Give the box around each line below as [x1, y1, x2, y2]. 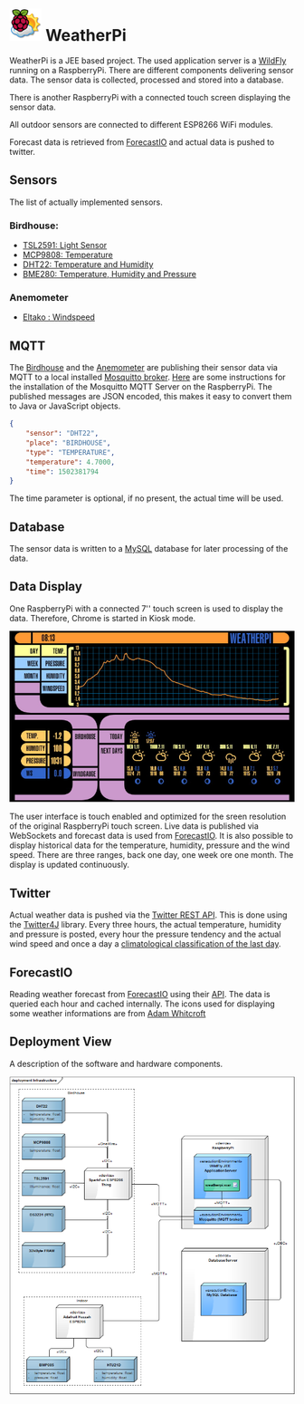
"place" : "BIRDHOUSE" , [25, 438, 111, 447]
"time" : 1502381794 [25, 466, 100, 476]
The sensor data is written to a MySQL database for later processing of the [9, 543, 289, 554]
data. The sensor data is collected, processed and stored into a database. [9, 74, 284, 85]
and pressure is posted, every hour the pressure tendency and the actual [9, 928, 281, 940]
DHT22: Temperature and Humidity [22, 259, 154, 270]
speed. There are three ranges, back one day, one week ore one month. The [9, 850, 294, 861]
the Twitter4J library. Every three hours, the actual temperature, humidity [9, 919, 282, 930]
